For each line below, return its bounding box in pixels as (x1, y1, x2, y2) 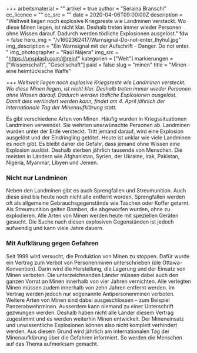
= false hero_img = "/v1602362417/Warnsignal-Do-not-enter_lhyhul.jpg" (6, 36, 181, 43)
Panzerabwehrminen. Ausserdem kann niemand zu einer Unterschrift (6, 302, 173, 309)
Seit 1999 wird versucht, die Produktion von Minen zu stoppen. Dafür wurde (6, 252, 190, 259)
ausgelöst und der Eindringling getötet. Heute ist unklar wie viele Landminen (6, 134, 191, 141)
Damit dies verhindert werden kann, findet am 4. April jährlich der (6, 98, 166, 105)
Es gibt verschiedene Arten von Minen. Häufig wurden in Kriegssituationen (6, 115, 187, 122)
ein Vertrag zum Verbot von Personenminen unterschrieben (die (6, 259, 162, 266)
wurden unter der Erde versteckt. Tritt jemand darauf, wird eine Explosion (6, 128, 184, 135)
